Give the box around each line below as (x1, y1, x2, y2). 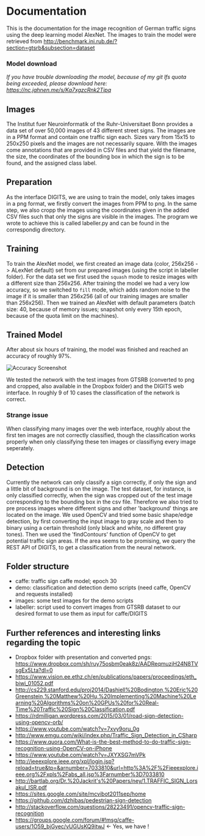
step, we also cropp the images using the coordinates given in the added (6, 206, 189, 214)
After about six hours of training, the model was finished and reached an (6, 346, 189, 353)
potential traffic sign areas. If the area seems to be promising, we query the (6, 537, 196, 544)
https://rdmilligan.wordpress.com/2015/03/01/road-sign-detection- (15, 712, 184, 720)
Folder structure (6, 561, 70, 571)
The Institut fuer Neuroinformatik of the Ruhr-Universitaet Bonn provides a (6, 121, 193, 128)
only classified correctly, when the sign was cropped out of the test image (6, 491, 193, 499)
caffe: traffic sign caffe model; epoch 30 (15, 578, 117, 585)
